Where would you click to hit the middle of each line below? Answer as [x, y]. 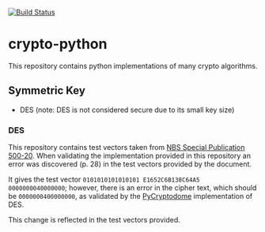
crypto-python [58, 44]
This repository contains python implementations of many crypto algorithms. [133, 65]
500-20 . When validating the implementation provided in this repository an [130, 156]
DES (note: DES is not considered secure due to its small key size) [127, 110]
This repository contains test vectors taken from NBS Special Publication [127, 148]
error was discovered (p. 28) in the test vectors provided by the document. [130, 164]
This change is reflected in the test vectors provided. [94, 220]
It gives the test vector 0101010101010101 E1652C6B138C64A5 [104, 180]
